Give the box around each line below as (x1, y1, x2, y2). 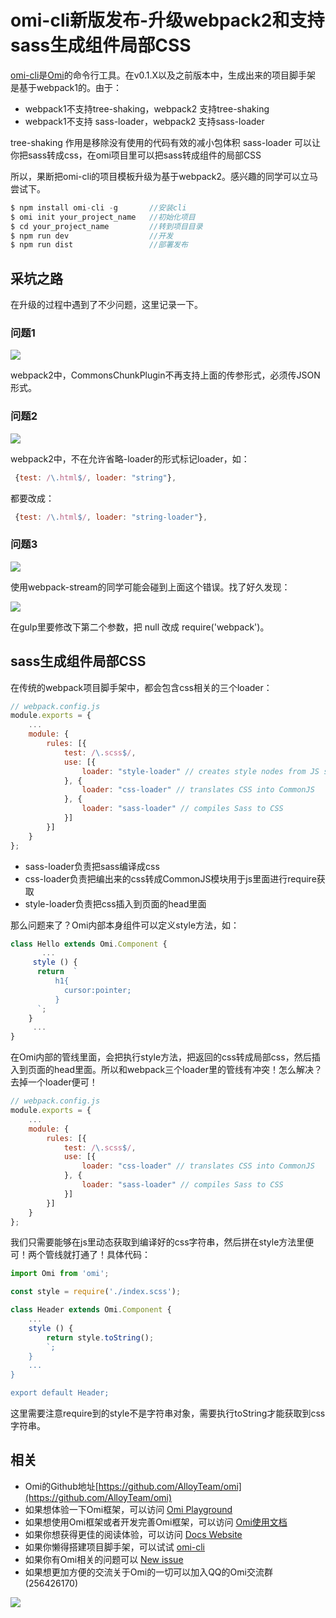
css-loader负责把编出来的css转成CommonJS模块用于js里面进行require (24, 872, 317, 885)
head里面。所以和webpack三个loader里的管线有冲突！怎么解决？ (53, 1064, 323, 1076)
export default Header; (10, 1388, 110, 1398)
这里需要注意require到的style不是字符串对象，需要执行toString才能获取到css (10, 1407, 326, 1420)
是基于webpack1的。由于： (10, 81, 122, 93)
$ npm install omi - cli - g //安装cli (10, 202, 187, 213)
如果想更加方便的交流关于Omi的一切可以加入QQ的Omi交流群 (24, 1566, 273, 1578)
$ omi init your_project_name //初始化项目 (10, 212, 196, 222)
